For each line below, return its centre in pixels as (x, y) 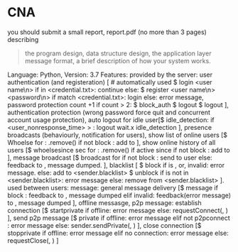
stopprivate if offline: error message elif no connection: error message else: (118, 233)
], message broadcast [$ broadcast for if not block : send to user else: (110, 158)
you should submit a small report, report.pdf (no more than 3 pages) (107, 32)
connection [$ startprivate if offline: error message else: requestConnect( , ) (118, 210)
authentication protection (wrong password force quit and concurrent (109, 112)
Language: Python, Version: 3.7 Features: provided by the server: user (110, 75)
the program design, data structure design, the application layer (118, 53)
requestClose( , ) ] (33, 240)
